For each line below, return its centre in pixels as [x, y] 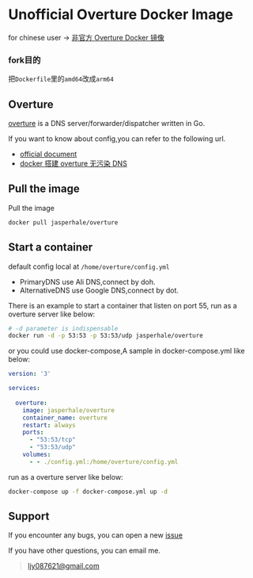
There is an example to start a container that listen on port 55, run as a [123, 305]
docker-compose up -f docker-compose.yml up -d [88, 492]
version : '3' [30, 374]
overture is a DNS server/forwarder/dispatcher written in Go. [107, 124]
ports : [33, 433]
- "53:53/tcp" [53, 440]
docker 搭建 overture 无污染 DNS [74, 163]
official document [48, 154]
